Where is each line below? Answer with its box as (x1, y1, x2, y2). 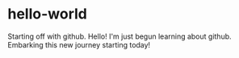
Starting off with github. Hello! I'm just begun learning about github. (7, 31, 232, 41)
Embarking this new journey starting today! (7, 39, 151, 49)
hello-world (7, 5, 88, 23)
